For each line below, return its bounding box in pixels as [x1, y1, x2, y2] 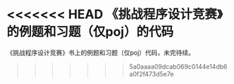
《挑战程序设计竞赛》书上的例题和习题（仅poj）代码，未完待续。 [6, 48, 195, 57]
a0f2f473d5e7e [129, 69, 174, 78]
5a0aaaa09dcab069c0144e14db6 [129, 62, 228, 71]
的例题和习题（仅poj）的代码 [6, 24, 174, 40]
